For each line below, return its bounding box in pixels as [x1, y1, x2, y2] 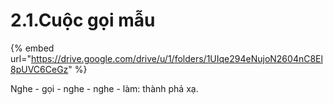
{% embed [10, 42, 55, 54]
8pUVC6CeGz [10, 63, 69, 75]
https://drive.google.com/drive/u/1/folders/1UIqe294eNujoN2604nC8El [30, 52, 323, 64]
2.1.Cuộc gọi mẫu [10, 9, 156, 32]
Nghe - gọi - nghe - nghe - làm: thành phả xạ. [10, 82, 199, 94]
